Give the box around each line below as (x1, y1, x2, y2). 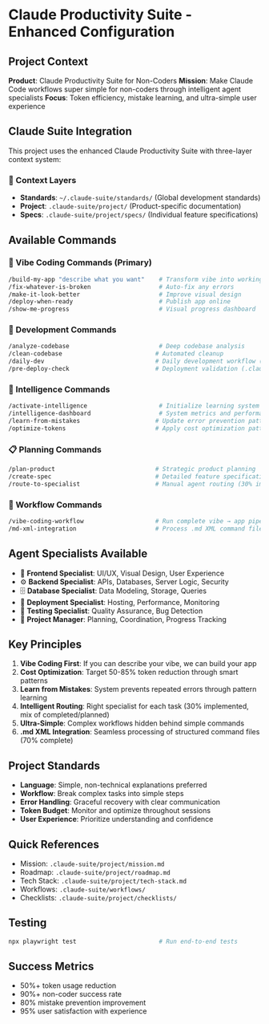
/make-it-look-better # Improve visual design (8, 291, 242, 299)
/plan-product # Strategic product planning (8, 465, 256, 473)
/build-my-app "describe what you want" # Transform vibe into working (8, 275, 263, 283)
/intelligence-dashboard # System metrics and (8, 409, 231, 418)
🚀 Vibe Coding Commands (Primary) (8, 257, 152, 268)
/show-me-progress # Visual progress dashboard (8, 305, 256, 314)
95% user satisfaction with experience (19, 1006, 147, 1016)
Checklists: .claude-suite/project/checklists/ (19, 892, 178, 902)
